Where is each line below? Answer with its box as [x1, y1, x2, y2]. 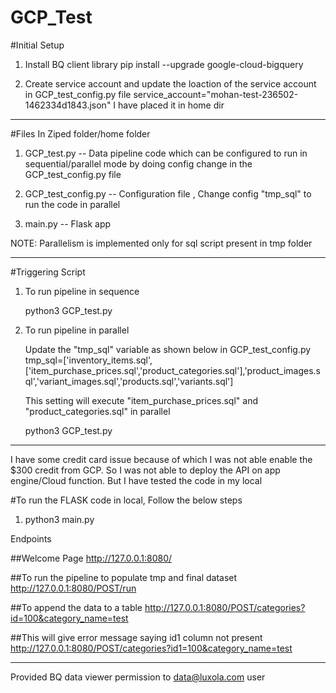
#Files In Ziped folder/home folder [10, 127, 151, 140]
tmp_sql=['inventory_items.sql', [24, 354, 153, 366]
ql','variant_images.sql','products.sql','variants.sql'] [24, 375, 234, 387]
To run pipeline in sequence [24, 285, 140, 297]
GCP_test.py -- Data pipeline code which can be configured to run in [24, 147, 308, 159]
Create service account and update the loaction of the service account [24, 77, 317, 90]
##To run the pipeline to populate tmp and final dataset [10, 571, 238, 583]
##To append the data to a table [10, 601, 143, 613]
